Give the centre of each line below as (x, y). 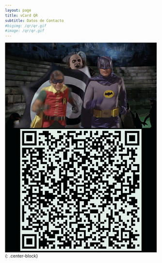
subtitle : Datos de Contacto (34, 20)
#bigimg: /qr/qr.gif (26, 26)
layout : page (18, 10)
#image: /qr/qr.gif (25, 31)
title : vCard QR (21, 15)
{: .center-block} (22, 256)
